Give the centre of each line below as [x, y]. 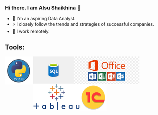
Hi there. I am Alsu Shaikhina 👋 [43, 8]
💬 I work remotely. [31, 31]
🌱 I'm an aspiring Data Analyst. [44, 19]
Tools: [15, 47]
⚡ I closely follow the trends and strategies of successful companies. [83, 24]
